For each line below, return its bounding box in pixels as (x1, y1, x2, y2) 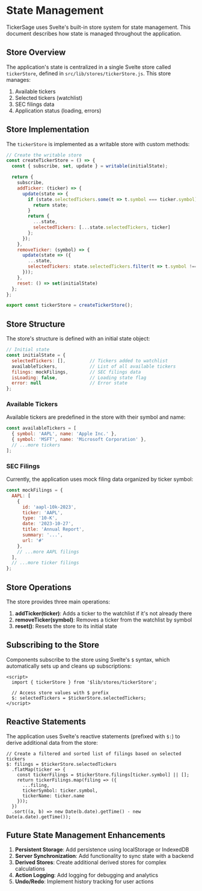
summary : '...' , (22, 532, 63, 538)
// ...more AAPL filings (17, 549, 79, 555)
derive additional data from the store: (6, 739, 98, 746)
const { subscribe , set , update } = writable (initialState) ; (11, 163, 168, 169)
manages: (6, 76, 31, 83)
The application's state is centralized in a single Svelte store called (6, 63, 171, 70)
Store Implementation (6, 125, 90, 135)
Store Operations (6, 582, 72, 593)
